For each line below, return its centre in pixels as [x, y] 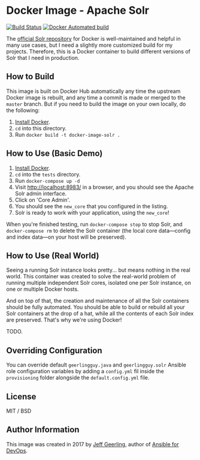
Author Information [43, 430]
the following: [23, 110]
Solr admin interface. [41, 193]
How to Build [31, 76]
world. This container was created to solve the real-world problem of [91, 276]
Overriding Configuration [54, 351]
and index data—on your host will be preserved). [66, 237]
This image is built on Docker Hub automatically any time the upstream [93, 91]
